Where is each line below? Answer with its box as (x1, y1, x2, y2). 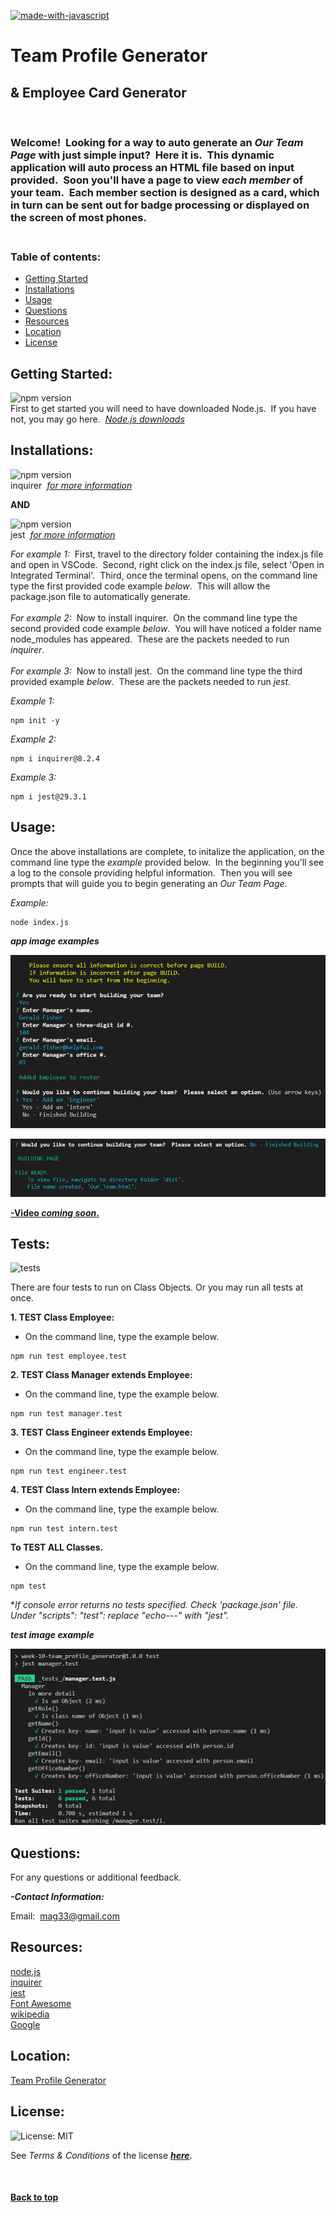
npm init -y (10, 715, 60, 725)
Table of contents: (10, 250, 102, 264)
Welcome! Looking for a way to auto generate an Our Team (10, 135, 304, 149)
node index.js (10, 917, 70, 927)
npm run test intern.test (10, 1524, 118, 1534)
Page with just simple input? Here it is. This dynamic (10, 148, 275, 162)
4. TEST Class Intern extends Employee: (10, 1484, 181, 1496)
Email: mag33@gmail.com (10, 1910, 120, 1922)
